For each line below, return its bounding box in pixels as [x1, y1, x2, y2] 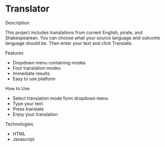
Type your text [12, 100, 43, 106]
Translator [5, 3, 49, 15]
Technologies [5, 121, 34, 127]
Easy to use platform [12, 76, 56, 82]
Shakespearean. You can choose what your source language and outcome [5, 35, 160, 41]
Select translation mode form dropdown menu [12, 95, 108, 101]
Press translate [12, 106, 44, 112]
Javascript [12, 136, 35, 142]
